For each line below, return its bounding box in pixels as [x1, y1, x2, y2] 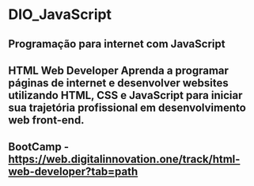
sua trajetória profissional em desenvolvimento [8, 101, 247, 114]
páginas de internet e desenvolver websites [8, 76, 229, 89]
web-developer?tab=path [8, 165, 138, 179]
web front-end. [8, 113, 85, 127]
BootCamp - [8, 140, 70, 154]
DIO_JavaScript [8, 6, 112, 24]
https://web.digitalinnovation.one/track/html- [8, 153, 241, 166]
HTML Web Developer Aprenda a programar [8, 63, 229, 77]
